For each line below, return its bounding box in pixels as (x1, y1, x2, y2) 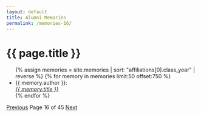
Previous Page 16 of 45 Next (6, 104, 78, 111)
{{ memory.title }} (15, 85, 59, 93)
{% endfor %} (15, 92, 50, 99)
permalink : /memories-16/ (6, 20, 72, 26)
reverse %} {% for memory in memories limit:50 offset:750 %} (15, 73, 171, 80)
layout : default (6, 8, 47, 15)
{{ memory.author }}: (15, 79, 68, 87)
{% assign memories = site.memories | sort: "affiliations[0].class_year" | (15, 66, 196, 73)
